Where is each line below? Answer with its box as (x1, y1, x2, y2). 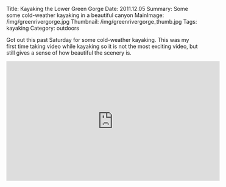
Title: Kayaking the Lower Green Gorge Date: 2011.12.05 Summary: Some (6, 5, 189, 12)
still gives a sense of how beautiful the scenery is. (6, 49, 132, 56)
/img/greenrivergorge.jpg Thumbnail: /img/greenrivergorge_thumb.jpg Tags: (6, 18, 197, 25)
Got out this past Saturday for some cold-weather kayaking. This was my (6, 36, 189, 43)
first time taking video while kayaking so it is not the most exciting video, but (6, 42, 198, 50)
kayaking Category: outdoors (6, 24, 80, 32)
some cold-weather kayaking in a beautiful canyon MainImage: (6, 12, 164, 19)
